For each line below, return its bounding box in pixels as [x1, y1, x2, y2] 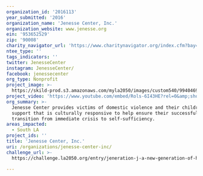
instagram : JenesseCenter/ [6, 65, 74, 71]
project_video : [6, 93, 45, 99]
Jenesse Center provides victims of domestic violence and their [11, 104, 180, 111]
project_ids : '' [6, 132, 47, 139]
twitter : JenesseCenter [6, 59, 66, 65]
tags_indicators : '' [6, 54, 59, 60]
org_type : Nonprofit [6, 76, 59, 82]
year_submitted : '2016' [6, 15, 66, 21]
